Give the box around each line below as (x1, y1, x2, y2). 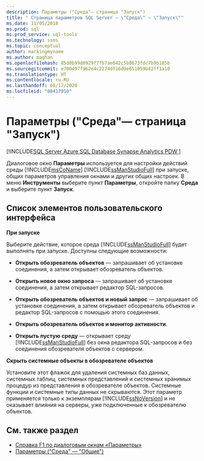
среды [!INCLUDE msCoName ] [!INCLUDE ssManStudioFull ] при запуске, (6, 166, 189, 173)
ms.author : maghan (6, 54, 53, 60)
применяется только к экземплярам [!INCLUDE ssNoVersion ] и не (6, 395, 175, 402)
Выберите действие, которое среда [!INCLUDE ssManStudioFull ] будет (6, 240, 188, 248)
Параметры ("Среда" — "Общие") (15, 448, 104, 455)
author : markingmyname (6, 49, 64, 55)
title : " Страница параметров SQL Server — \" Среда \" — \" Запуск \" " (6, 15, 184, 21)
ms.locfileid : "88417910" (6, 88, 72, 95)
